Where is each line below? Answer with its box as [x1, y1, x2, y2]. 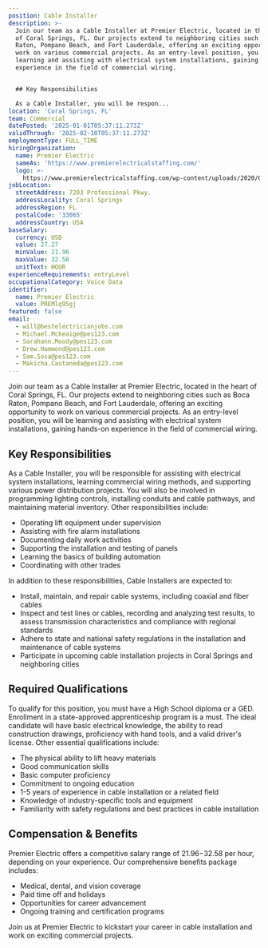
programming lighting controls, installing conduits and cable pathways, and [8, 493, 255, 504]
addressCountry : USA [15, 218, 84, 226]
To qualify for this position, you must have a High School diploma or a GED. [8, 703, 255, 713]
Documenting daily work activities [19, 535, 132, 544]
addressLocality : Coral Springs [15, 197, 124, 205]
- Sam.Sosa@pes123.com [15, 353, 91, 360]
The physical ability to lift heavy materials [19, 753, 156, 763]
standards [19, 625, 53, 635]
